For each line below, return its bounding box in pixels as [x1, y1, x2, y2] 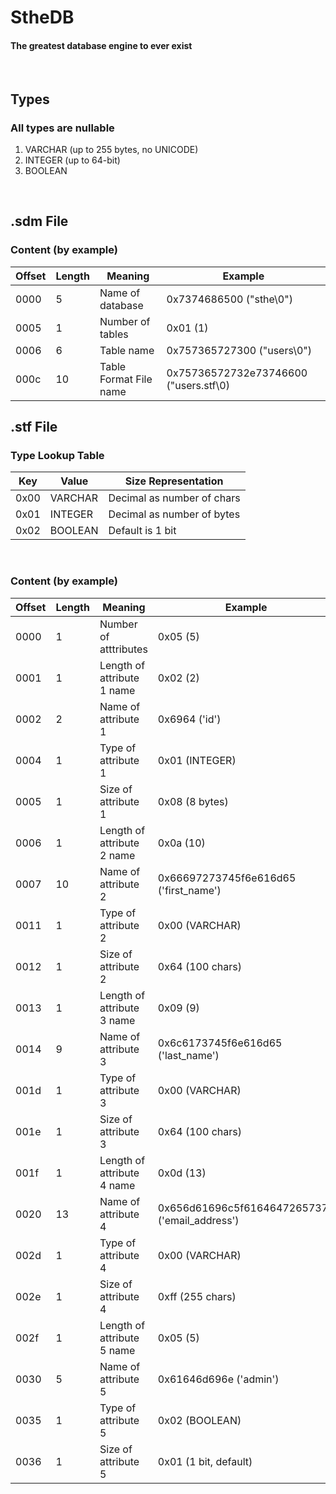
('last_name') [157, 1048, 220, 1062]
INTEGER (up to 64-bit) [24, 154, 121, 166]
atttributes [99, 642, 148, 656]
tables [99, 327, 129, 341]
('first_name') [157, 883, 222, 897]
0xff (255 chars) [157, 1289, 237, 1303]
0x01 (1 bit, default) [157, 1454, 253, 1468]
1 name [99, 683, 136, 697]
